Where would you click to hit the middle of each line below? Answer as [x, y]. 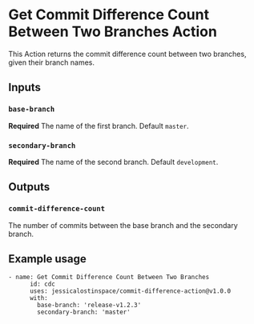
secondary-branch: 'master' [84, 312]
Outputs [29, 187]
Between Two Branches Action [113, 32]
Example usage [47, 259]
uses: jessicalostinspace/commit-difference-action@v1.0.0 [130, 291]
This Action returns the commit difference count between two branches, [127, 54]
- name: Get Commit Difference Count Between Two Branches [109, 278]
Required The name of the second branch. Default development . [113, 162]
